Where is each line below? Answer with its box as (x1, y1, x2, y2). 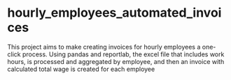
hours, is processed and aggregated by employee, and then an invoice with (7, 57, 225, 65)
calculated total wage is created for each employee (7, 65, 155, 73)
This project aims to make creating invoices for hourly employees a (7, 42, 201, 51)
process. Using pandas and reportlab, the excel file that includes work (22, 50, 225, 58)
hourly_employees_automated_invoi (7, 5, 222, 21)
